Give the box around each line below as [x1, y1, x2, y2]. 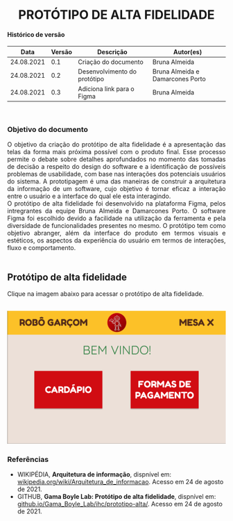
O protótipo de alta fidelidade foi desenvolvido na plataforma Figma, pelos [7, 199, 226, 208]
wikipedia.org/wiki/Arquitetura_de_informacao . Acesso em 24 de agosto [17, 478, 224, 486]
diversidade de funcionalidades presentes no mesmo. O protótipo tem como [7, 222, 226, 230]
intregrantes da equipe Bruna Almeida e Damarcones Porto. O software [7, 207, 226, 215]
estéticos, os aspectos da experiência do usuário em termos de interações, [7, 236, 226, 245]
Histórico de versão [7, 30, 65, 38]
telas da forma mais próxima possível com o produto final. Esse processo [7, 148, 226, 156]
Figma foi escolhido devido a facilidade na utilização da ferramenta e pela [7, 214, 226, 222]
